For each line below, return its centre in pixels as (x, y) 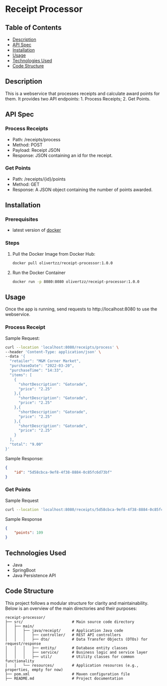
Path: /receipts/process (36, 139)
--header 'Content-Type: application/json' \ (53, 352)
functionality (20, 661)
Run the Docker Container (39, 273)
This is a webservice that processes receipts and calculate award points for (83, 94)
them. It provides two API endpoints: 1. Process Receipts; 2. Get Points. (78, 98)
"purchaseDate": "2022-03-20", (42, 366)
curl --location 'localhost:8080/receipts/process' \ (62, 347)
